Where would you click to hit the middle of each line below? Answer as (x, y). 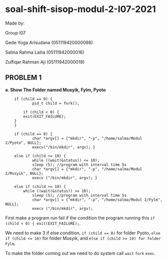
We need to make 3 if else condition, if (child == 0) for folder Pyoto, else (83, 233)
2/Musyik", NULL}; (24, 173)
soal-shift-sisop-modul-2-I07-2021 (81, 9)
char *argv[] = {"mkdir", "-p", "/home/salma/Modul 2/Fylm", (97, 200)
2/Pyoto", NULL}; (23, 143)
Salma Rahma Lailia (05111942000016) (45, 52)
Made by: (15, 23)
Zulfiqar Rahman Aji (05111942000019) (45, 62)
